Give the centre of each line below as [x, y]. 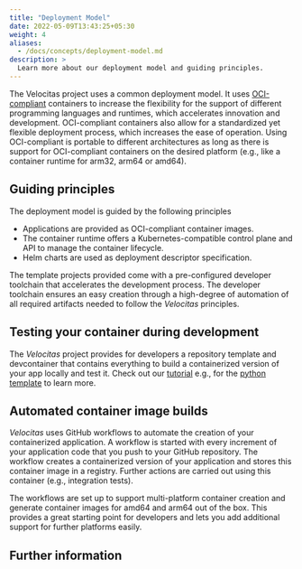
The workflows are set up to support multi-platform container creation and [147, 499]
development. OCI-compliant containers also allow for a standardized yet [145, 122]
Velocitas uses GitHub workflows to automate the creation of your [132, 433]
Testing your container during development [134, 332]
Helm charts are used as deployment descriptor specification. [137, 257]
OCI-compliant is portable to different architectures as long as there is [139, 142]
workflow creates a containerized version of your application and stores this [151, 462]
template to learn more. [53, 382]
